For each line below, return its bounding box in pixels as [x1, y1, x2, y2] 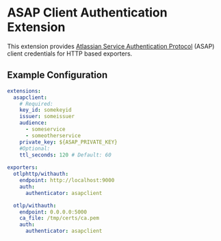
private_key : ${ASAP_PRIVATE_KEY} [19, 139, 118, 146]
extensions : [7, 87, 41, 94]
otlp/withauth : [13, 202, 57, 209]
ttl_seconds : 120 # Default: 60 [19, 151, 112, 159]
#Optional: [19, 145, 51, 152]
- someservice [25, 126, 66, 133]
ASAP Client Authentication [7, 5, 168, 21]
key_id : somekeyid [19, 106, 72, 114]
